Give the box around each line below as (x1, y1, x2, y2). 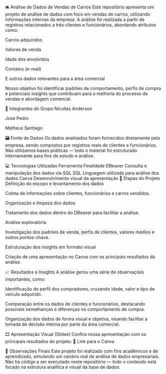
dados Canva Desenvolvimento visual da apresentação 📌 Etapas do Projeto (5, 175, 160, 181)
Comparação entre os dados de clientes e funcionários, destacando (5, 301, 145, 306)
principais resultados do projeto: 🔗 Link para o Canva (5, 338, 114, 344)
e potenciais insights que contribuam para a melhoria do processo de (5, 90, 148, 96)
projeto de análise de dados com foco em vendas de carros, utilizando (5, 11, 150, 17)
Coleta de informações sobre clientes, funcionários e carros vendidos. (5, 190, 150, 196)
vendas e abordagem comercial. (5, 96, 71, 101)
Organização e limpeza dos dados (5, 200, 76, 206)
